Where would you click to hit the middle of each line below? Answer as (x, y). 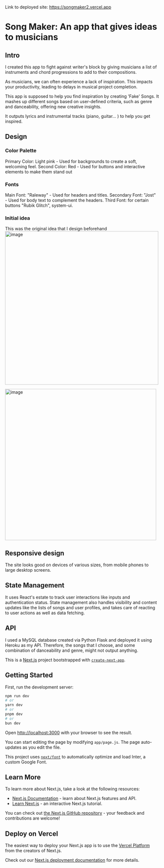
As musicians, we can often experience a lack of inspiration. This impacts (79, 82)
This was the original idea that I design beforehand (56, 229)
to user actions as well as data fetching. (45, 613)
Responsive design (35, 553)
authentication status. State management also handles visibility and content (81, 602)
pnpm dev (14, 714)
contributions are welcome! (32, 818)
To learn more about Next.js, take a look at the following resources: (72, 789)
